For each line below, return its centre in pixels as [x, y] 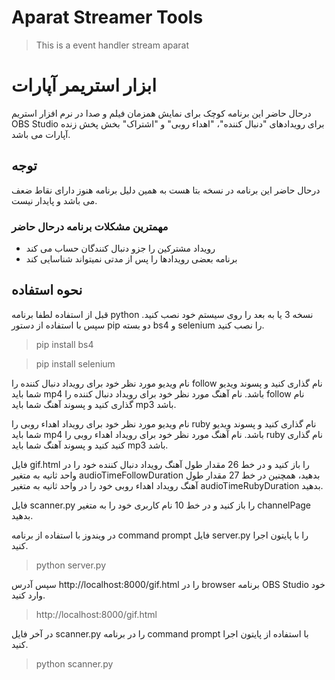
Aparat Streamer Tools [107, 17]
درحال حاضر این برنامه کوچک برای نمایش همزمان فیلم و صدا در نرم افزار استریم [161, 113]
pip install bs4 [64, 344]
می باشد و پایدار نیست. [54, 200]
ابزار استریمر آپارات [84, 85]
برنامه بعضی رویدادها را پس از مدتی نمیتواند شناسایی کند [131, 258]
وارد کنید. [28, 595]
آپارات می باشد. [41, 134]
